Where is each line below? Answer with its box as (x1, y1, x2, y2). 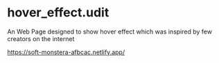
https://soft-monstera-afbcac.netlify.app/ (7, 48, 125, 56)
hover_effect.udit (7, 5, 109, 21)
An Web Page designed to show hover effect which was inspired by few (7, 27, 213, 36)
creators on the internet (7, 34, 75, 42)
